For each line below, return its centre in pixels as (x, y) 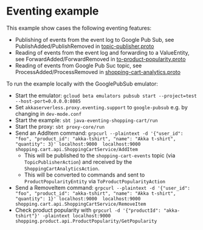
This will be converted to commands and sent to (84, 175)
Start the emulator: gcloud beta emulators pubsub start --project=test (106, 95)
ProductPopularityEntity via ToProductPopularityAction (95, 181)
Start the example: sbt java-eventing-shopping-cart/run (86, 120)
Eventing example (53, 11)
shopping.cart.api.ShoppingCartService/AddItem (76, 149)
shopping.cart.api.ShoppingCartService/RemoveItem (81, 204)
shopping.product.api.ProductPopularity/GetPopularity (86, 221)
